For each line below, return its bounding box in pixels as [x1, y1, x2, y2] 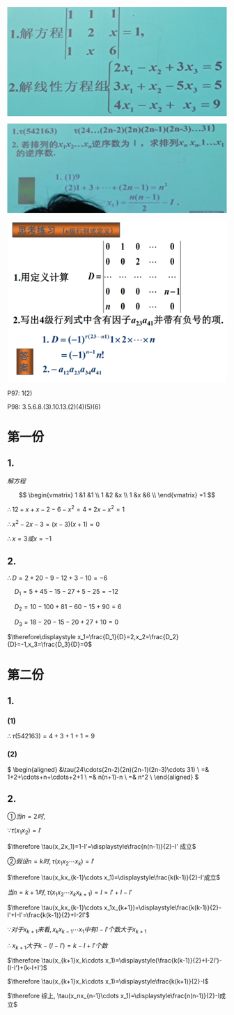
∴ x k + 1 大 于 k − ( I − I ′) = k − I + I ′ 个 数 [7, 941, 108, 951]
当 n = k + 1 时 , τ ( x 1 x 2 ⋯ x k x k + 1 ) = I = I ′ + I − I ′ [7, 888, 132, 898]
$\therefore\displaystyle [7, 633, 77, 641]
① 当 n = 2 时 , [7, 812, 45, 821]
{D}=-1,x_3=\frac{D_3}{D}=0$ [7, 640, 93, 649]
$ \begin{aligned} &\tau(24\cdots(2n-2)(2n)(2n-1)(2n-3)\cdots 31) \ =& [7, 765, 210, 773]
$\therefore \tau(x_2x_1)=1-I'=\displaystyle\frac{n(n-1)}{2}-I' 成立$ [7, 842, 196, 851]
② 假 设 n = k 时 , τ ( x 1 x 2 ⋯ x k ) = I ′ [7, 857, 95, 867]
